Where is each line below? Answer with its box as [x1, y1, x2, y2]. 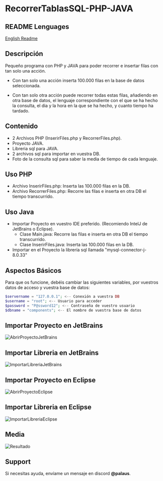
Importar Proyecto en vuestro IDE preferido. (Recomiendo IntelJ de [12, 221, 148, 227]
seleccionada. [12, 82, 41, 88]
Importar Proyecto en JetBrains [5, 321, 103, 329]
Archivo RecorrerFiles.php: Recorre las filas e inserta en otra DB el [12, 188, 146, 194]
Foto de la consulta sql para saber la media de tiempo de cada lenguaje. [12, 156, 158, 162]
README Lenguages [5, 23, 70, 31]
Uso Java [5, 208, 34, 216]
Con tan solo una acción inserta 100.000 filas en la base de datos [12, 77, 145, 83]
